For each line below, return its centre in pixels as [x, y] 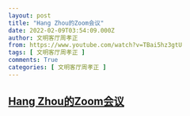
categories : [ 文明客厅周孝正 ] [57, 68]
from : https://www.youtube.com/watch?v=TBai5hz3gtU [95, 45]
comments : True [33, 60]
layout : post [30, 15]
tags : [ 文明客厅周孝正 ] [47, 52]
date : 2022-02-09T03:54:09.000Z [61, 30]
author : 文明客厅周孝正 [43, 38]
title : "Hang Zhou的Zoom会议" [56, 23]
